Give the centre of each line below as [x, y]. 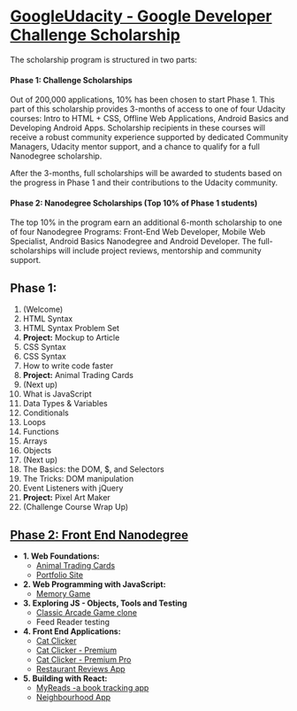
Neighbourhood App [73, 697]
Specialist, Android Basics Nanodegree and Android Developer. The [133, 242]
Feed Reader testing [72, 622]
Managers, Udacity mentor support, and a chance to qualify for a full [135, 147]
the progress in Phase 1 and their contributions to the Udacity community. [144, 182]
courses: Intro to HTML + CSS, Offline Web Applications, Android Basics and [149, 119]
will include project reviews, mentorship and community [160, 251]
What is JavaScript [57, 394]
